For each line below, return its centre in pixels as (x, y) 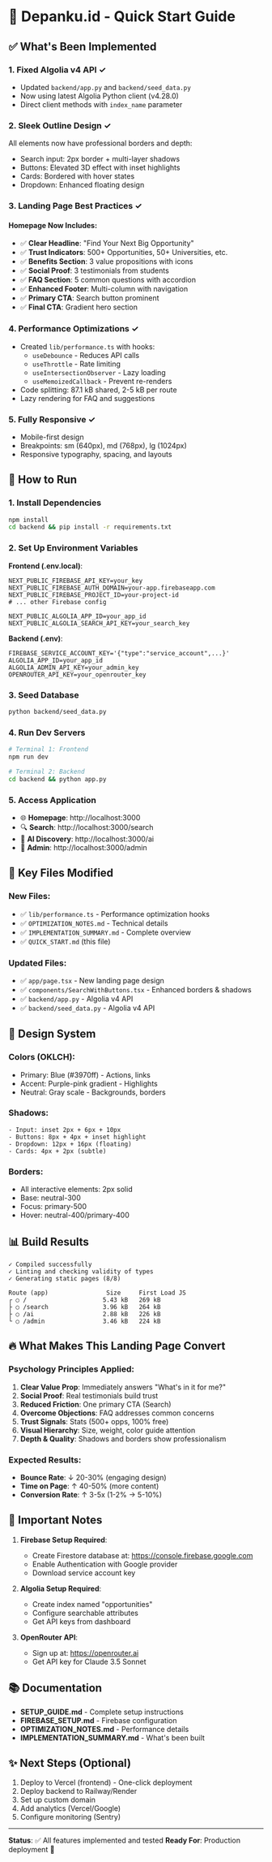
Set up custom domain (57, 1800)
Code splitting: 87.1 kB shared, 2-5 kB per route (98, 390)
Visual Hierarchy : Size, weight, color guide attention (108, 1430)
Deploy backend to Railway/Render (79, 1791)
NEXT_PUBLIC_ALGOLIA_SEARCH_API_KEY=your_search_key (99, 623)
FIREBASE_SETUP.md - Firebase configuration (98, 1720)
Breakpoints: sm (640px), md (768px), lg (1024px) (104, 445)
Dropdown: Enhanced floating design (82, 185)
